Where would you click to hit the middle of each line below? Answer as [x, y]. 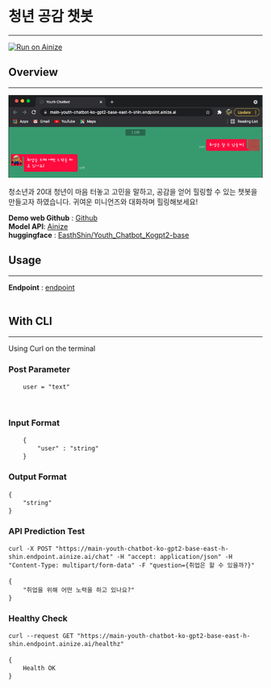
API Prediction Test [47, 531]
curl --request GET [41, 636]
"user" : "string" [68, 448]
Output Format [38, 477]
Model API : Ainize [38, 227]
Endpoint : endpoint [42, 287]
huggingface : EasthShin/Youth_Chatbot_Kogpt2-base [99, 236]
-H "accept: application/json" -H [174, 557]
